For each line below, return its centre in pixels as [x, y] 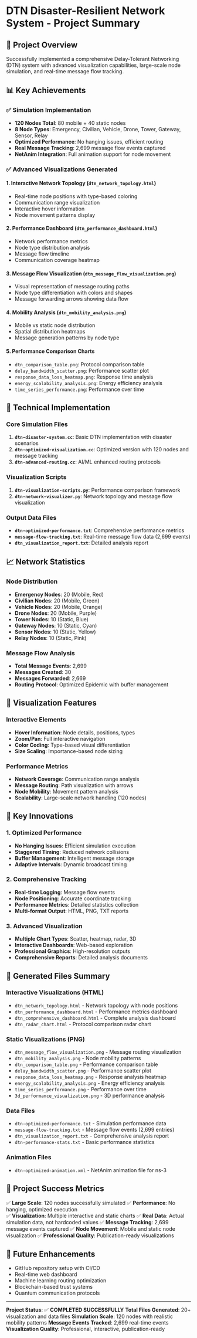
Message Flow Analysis [40, 653]
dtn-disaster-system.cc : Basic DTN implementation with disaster [93, 437]
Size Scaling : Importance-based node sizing [69, 751]
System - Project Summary [73, 23]
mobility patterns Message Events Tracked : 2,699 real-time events [87, 1323]
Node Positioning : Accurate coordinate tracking [72, 898]
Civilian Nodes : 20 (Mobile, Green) [57, 600]
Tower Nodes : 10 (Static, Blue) [52, 619]
